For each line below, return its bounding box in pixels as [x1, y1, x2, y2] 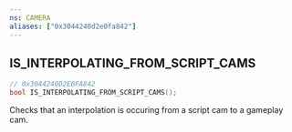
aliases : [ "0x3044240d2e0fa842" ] [9, 22, 137, 31]
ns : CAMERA [9, 13, 51, 23]
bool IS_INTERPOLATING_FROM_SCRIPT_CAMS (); [9, 88, 178, 97]
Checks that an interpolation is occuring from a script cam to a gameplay [9, 105, 284, 116]
